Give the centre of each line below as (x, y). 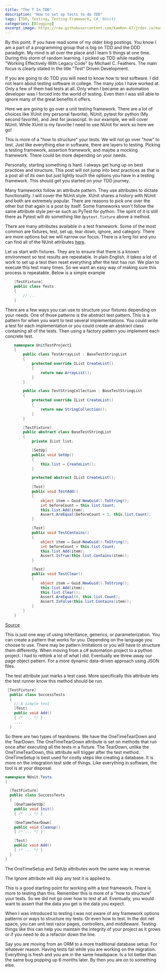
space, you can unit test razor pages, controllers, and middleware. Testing (81, 924)
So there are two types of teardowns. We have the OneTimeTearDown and (81, 736)
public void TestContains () (61, 533)
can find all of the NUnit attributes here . (45, 242)
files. (10, 666)
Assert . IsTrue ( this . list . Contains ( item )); (85, 556)
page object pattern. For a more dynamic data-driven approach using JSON (82, 661)
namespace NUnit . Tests (28, 777)
